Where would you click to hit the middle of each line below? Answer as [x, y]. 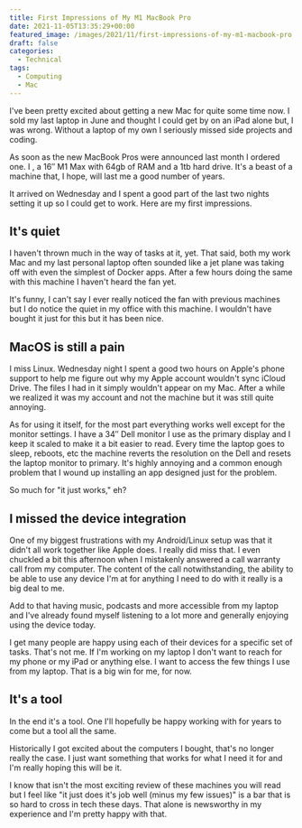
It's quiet [35, 232]
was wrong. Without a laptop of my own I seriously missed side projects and [151, 130]
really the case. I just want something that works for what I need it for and [146, 758]
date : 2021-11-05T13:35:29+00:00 [72, 26]
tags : [19, 69]
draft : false [34, 43]
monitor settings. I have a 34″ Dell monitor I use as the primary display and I [150, 434]
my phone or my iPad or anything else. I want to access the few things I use [150, 662]
